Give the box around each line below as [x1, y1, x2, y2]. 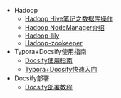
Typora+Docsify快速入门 [24, 65, 98, 73]
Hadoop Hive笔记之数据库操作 [24, 14, 114, 23]
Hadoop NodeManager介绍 [24, 23, 105, 31]
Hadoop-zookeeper [24, 39, 83, 47]
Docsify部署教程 [24, 83, 73, 91]
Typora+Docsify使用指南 [14, 48, 87, 55]
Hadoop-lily [24, 31, 60, 40]
